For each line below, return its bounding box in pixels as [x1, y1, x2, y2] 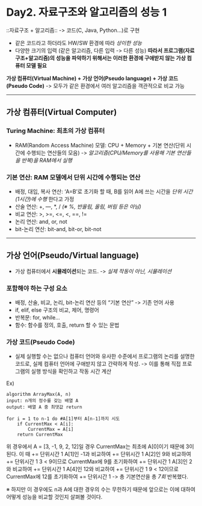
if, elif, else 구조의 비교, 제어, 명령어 [14, 306, 99, 313]
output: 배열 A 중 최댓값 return [6, 404, 82, 410]
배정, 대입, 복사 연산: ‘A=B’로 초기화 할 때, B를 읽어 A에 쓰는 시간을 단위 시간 [14, 188, 194, 195]
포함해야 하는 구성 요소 [6, 284, 68, 292]
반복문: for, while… [14, 314, 60, 321]
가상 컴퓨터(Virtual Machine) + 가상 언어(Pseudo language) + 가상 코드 [6, 75, 179, 82]
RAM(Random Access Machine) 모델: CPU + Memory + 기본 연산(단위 [14, 141, 185, 149]
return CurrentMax [17, 431, 63, 438]
